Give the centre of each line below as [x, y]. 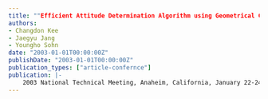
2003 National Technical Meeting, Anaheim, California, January [132, 82]
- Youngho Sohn [33, 46]
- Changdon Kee [33, 30]
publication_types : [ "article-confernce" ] [80, 68]
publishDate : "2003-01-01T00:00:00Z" [71, 61]
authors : [23, 23]
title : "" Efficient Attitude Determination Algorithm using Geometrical [132, 16]
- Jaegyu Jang [32, 38]
